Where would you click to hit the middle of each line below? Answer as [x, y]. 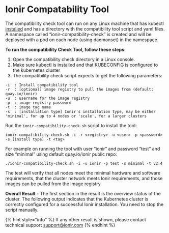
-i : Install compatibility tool [42, 85]
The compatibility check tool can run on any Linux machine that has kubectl [84, 23]
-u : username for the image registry [48, 98]
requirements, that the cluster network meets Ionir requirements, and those [84, 178]
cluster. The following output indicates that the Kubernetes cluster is [77, 199]
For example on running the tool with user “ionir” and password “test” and [83, 149]
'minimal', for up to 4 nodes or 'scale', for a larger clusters [76, 116]
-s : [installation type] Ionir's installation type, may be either [81, 111]
